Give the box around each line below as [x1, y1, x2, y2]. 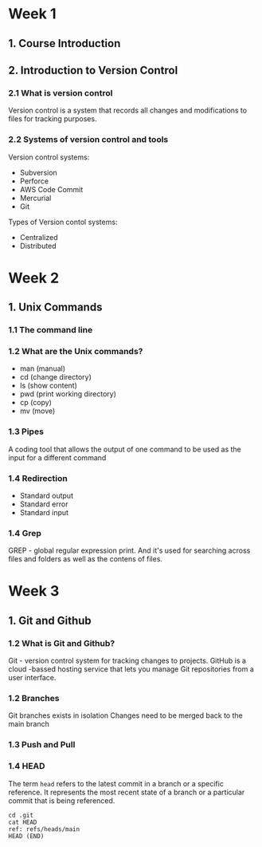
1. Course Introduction [8, 37, 121, 50]
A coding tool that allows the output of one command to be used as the [8, 444, 241, 454]
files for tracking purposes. [8, 114, 97, 124]
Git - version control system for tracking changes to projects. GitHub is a [8, 656, 247, 666]
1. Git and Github [8, 613, 92, 627]
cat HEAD [8, 818, 37, 826]
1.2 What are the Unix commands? [8, 345, 143, 357]
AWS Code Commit [19, 184, 84, 194]
